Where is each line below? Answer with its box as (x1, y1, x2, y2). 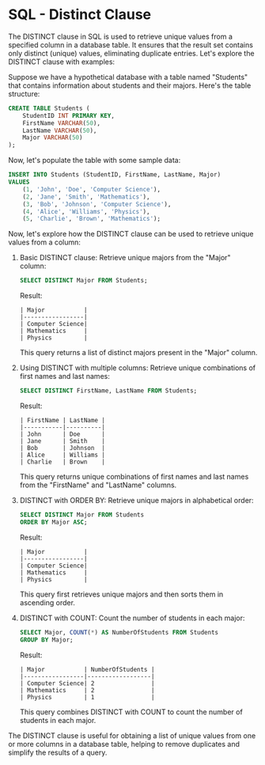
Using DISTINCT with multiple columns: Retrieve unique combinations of (19, 363, 256, 373)
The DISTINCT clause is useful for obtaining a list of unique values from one (8, 730, 256, 740)
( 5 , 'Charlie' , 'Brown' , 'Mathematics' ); (22, 215, 161, 223)
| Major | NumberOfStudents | (19, 665, 155, 673)
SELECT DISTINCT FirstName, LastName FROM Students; (19, 387, 198, 395)
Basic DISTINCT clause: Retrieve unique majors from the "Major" (19, 253, 231, 263)
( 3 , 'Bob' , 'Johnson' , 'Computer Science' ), (22, 200, 172, 208)
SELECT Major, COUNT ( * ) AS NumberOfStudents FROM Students (19, 628, 219, 636)
